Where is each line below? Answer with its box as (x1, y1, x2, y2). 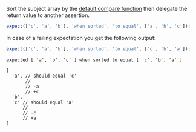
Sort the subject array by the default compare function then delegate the (6, 5, 188, 12)
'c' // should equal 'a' (11, 99, 74, 105)
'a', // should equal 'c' (11, 73, 77, 79)
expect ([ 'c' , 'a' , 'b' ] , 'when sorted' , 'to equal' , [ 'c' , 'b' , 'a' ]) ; (6, 45, 191, 52)
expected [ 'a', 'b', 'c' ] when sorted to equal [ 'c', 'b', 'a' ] (6, 57, 183, 63)
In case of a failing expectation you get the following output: (6, 34, 156, 41)
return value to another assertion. (6, 12, 90, 19)
